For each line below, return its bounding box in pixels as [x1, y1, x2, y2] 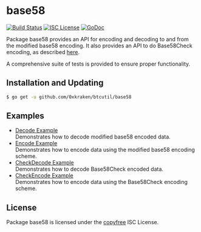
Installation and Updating [6, 78, 104, 88]
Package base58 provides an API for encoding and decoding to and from [6, 35, 189, 43]
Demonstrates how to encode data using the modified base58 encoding [15, 146, 196, 154]
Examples [6, 111, 44, 121]
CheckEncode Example [15, 172, 74, 179]
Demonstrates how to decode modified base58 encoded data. [15, 133, 171, 140]
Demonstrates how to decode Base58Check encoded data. [15, 165, 164, 173]
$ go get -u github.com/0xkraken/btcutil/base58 [6, 94, 132, 100]
